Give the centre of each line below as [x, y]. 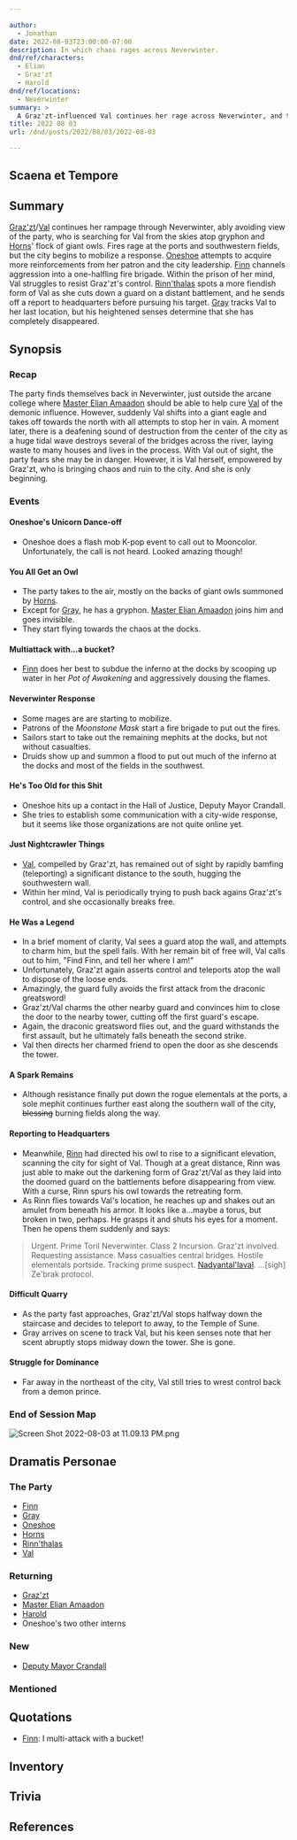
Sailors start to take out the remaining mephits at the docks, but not [145, 737]
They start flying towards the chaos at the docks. [111, 629]
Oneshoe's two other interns [74, 1624]
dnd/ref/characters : [47, 58]
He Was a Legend [42, 922]
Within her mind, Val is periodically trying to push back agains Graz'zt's [152, 893]
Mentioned [33, 1689]
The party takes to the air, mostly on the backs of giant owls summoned [152, 591]
